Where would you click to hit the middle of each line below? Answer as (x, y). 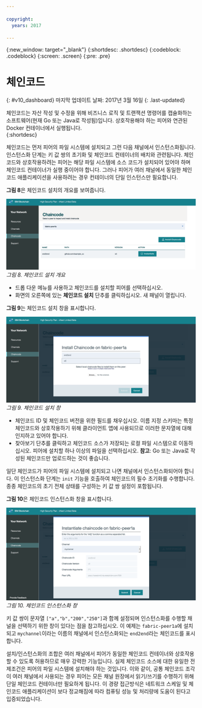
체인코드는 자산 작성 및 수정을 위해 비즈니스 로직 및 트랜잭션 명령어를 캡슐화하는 (99, 113)
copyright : (20, 19)
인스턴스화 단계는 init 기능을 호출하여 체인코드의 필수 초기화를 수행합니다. (108, 478)
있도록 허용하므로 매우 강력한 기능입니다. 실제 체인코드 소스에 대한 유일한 (104, 661)
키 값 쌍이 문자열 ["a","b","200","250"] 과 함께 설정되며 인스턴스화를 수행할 (96, 618)
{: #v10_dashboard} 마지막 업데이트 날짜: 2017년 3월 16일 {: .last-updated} (96, 100)
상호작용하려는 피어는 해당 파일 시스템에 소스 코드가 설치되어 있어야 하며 (106, 162)
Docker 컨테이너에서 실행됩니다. (44, 128)
